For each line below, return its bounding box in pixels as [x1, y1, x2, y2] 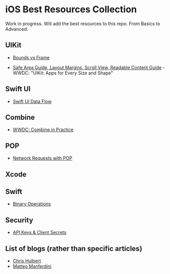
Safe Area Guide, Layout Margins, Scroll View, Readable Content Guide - [12, 64, 165, 70]
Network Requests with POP [12, 155, 72, 161]
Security [5, 216, 33, 224]
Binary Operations [12, 201, 51, 207]
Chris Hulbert [12, 258, 41, 264]
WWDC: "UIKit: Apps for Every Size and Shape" [12, 70, 113, 76]
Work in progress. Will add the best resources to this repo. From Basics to [5, 20, 160, 27]
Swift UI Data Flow [12, 98, 52, 104]
